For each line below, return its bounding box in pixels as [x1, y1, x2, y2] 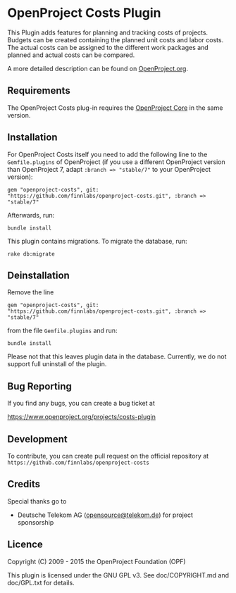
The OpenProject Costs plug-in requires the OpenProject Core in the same [7, 104, 223, 112]
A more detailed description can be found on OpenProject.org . [7, 64, 189, 73]
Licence [7, 539, 44, 551]
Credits [7, 478, 41, 490]
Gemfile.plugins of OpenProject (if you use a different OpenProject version [7, 157, 225, 166]
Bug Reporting [7, 380, 73, 392]
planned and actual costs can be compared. [7, 51, 135, 59]
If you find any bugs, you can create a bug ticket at [7, 399, 155, 408]
